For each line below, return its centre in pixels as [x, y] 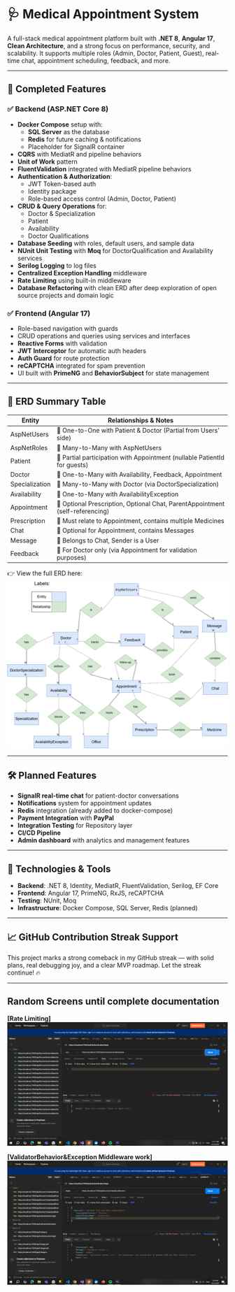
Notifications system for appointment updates [84, 803]
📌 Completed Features [57, 89]
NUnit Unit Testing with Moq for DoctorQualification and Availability [115, 250]
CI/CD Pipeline [39, 833]
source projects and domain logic [65, 295]
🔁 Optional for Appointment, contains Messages [125, 531]
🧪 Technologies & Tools [59, 869]
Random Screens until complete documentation [113, 1002]
